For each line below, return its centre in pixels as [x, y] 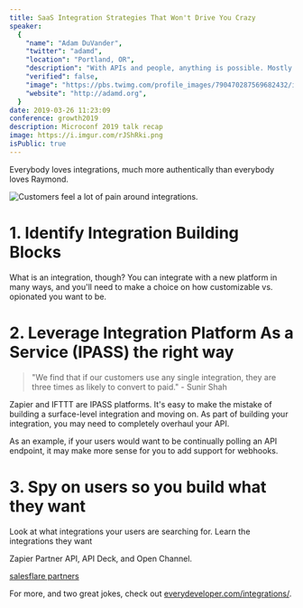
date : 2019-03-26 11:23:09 [60, 110]
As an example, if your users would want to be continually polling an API [143, 441]
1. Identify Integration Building [124, 233]
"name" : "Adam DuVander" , [74, 43]
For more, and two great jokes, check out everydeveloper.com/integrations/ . [151, 594]
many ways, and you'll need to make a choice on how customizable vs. [141, 286]
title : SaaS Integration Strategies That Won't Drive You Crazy [133, 18]
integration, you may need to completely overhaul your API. [119, 423]
